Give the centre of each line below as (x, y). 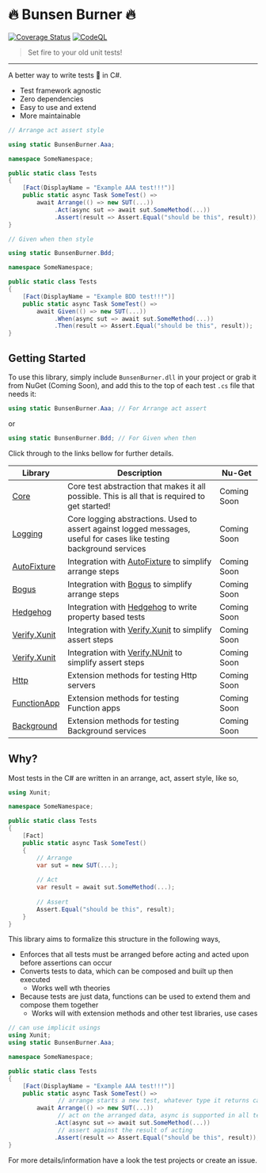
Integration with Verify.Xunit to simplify (139, 630)
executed (35, 980)
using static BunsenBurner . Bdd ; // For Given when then (102, 438)
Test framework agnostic (60, 90)
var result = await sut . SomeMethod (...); (106, 887)
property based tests (106, 617)
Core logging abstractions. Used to (132, 519)
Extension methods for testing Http (132, 675)
